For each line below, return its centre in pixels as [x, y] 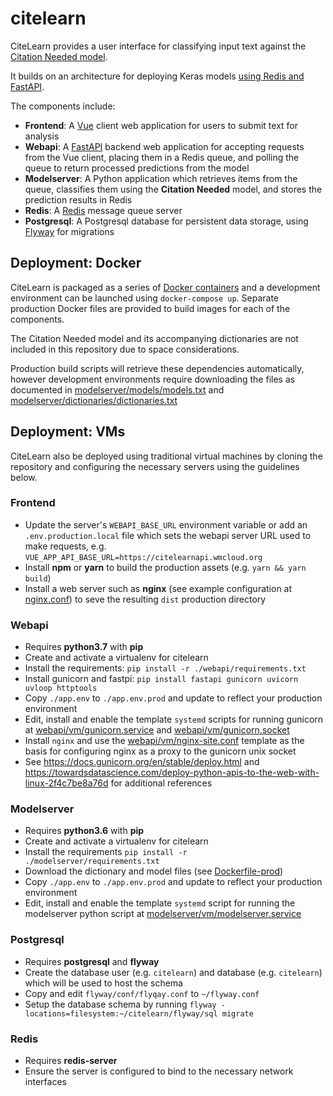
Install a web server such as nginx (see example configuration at [158, 588]
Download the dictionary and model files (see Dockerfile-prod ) [154, 871]
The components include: [63, 106]
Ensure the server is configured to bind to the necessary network [159, 1071]
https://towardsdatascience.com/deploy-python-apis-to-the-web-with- [172, 773]
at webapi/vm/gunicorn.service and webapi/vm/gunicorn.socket [157, 730]
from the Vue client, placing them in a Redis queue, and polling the [162, 157]
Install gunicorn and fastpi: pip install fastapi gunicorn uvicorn [161, 679]
